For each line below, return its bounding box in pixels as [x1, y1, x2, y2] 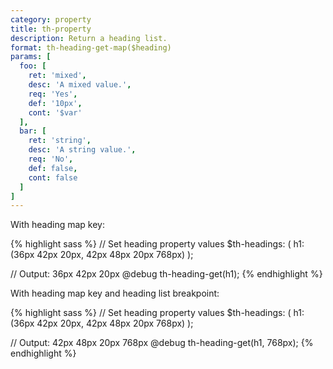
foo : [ [19, 61, 47, 71]
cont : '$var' [28, 107, 83, 118]
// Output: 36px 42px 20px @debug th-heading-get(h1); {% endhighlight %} [10, 268, 323, 280]
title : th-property [10, 24, 92, 34]
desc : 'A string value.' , [28, 145, 137, 155]
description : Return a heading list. [10, 33, 168, 43]
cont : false [28, 172, 78, 183]
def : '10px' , [28, 98, 83, 108]
